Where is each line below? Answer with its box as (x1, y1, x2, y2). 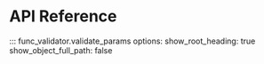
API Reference (9, 6, 117, 27)
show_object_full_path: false (9, 44, 113, 55)
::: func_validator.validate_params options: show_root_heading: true (9, 36, 256, 46)
